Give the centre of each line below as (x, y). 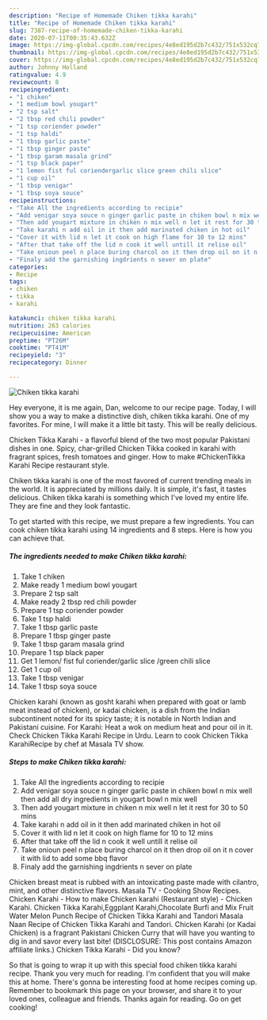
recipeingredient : (39, 89)
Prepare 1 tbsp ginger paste (66, 635)
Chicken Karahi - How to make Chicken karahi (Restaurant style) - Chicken (131, 898)
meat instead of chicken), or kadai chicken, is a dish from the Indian (120, 710)
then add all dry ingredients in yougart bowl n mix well (109, 799)
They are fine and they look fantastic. (70, 506)
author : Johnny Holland (48, 68)
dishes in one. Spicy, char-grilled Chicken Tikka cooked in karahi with (122, 448)
